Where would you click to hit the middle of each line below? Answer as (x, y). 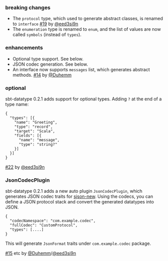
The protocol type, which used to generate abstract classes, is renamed (88, 19)
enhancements (24, 48)
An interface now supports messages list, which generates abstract (81, 69)
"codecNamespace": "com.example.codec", (53, 221)
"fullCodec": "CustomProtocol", (44, 225)
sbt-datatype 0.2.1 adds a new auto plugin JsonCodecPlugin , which (74, 191)
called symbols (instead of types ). (47, 35)
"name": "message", (39, 140)
